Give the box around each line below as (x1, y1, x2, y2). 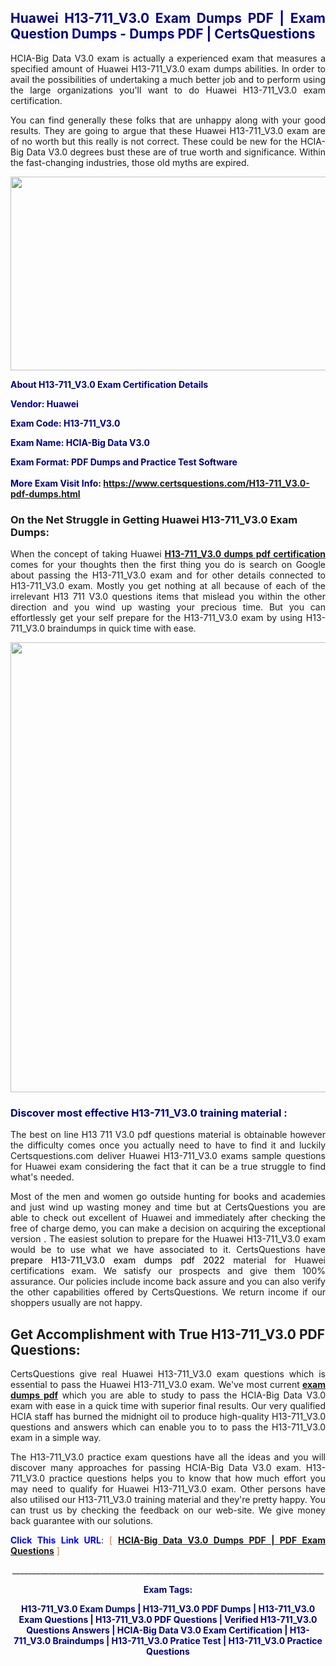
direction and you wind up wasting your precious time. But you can (10, 601, 326, 613)
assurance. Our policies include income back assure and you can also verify (10, 1276, 326, 1288)
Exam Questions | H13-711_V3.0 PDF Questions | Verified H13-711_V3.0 (18, 1614, 318, 1626)
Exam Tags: (143, 1584, 193, 1596)
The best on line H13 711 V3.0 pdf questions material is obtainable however (10, 1129, 326, 1141)
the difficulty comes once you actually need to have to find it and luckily (10, 1139, 326, 1151)
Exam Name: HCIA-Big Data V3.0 (10, 436, 150, 448)
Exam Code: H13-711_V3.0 (10, 417, 121, 429)
